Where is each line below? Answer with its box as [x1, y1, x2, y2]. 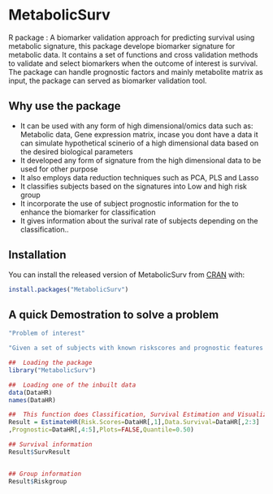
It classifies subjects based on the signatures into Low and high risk [19, 181, 248, 191]
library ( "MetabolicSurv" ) [8, 366, 96, 375]
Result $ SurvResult [8, 448, 71, 456]
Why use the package [8, 99, 121, 113]
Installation [8, 248, 67, 262]
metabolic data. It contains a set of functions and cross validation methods [8, 50, 258, 59]
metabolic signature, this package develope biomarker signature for [8, 41, 236, 50]
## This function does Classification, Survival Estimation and [8, 410, 234, 419]
